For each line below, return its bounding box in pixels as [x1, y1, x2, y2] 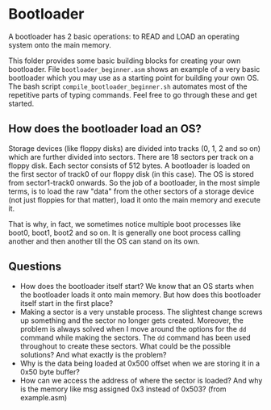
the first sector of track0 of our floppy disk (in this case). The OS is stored [8, 169, 254, 178]
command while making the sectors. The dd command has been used [19, 333, 252, 342]
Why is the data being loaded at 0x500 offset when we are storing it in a [19, 358, 261, 368]
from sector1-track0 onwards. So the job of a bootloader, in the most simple [8, 178, 261, 187]
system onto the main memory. [8, 40, 111, 49]
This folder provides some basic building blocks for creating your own [8, 56, 241, 65]
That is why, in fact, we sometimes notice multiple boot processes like [8, 219, 241, 228]
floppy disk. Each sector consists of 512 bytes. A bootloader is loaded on [8, 161, 251, 170]
